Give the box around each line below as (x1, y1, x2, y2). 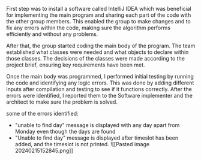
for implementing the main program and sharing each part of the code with (6, 11, 191, 19)
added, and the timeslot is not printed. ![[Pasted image (14, 141, 150, 147)
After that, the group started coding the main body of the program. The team (6, 42, 196, 49)
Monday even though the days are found (14, 128, 116, 135)
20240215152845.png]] (14, 147, 73, 154)
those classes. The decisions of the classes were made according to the (6, 55, 185, 62)
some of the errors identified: (6, 110, 79, 117)
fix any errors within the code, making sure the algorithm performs (6, 24, 171, 31)
